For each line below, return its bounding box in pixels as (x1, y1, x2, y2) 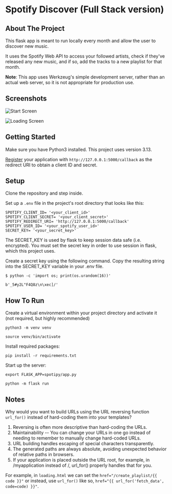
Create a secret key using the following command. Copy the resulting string (5, 258, 165, 264)
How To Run (5, 296, 45, 305)
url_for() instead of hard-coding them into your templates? (5, 414, 132, 421)
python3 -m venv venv (5, 325, 52, 331)
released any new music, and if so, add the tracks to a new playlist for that (5, 59, 162, 65)
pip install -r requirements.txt (5, 353, 77, 358)
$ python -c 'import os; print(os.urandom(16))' (5, 273, 111, 278)
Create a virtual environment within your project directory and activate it (5, 310, 157, 316)
